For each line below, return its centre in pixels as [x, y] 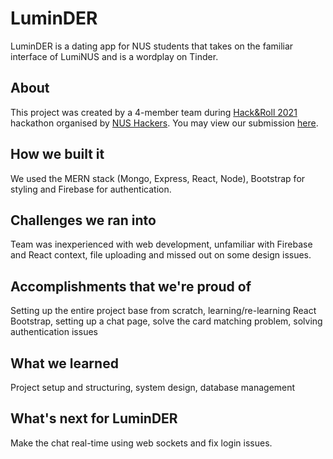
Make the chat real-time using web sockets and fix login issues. [141, 443]
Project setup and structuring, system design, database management [153, 387]
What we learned [64, 363]
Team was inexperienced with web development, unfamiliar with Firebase [161, 244]
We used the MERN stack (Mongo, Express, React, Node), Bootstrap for [158, 178]
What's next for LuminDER [94, 418]
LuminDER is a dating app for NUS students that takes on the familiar [152, 46]
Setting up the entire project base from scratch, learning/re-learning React [163, 311]
